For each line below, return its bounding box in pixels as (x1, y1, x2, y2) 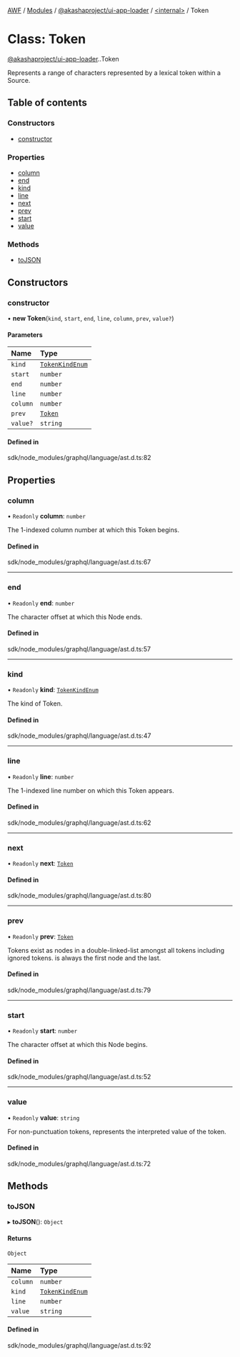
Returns (7, 1233, 32, 1242)
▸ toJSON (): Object (7, 1218, 64, 1226)
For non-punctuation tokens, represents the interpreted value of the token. (7, 1127, 226, 1136)
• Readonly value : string (7, 1113, 80, 1122)
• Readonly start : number (7, 1026, 78, 1035)
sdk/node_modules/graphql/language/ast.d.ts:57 (7, 644, 151, 653)
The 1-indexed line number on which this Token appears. (7, 786, 174, 795)
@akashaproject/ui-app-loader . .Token (7, 54, 119, 63)
